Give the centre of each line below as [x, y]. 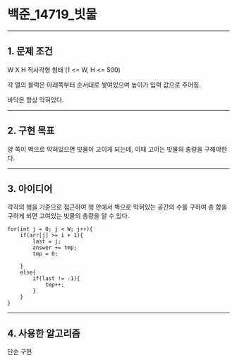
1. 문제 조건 [30, 51]
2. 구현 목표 [31, 131]
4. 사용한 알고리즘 [44, 333]
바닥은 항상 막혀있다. [36, 99]
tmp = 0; [45, 254]
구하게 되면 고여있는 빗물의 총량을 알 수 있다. [68, 216]
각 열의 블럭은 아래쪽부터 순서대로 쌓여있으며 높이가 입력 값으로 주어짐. [104, 85]
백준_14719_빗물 [52, 14]
